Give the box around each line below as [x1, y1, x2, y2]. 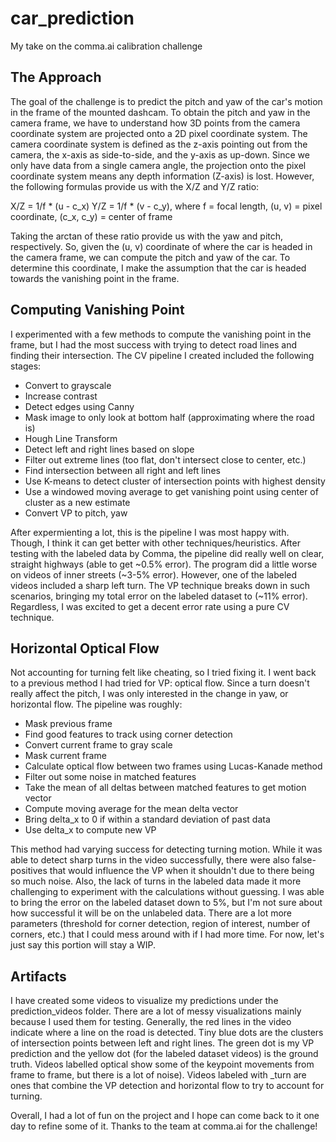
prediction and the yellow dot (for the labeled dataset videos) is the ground [10, 1048, 319, 1060]
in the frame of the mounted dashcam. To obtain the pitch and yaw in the [10, 106, 311, 118]
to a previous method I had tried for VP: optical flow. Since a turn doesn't [10, 677, 310, 689]
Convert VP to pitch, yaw [24, 507, 128, 519]
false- [291, 854, 317, 866]
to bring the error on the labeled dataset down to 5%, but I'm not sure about [10, 897, 323, 909]
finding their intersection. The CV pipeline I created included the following [10, 349, 315, 361]
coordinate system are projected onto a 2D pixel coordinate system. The [10, 127, 308, 139]
